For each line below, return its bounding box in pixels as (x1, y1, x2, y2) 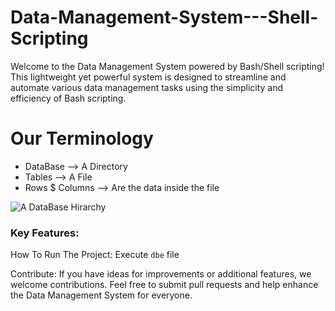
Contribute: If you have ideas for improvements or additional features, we (10, 268, 312, 280)
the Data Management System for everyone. (10, 289, 193, 301)
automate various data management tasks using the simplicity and (10, 81, 284, 93)
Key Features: (10, 226, 80, 240)
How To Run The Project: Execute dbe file (10, 249, 180, 261)
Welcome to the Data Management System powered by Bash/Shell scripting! (10, 60, 325, 72)
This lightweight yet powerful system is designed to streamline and (10, 71, 287, 83)
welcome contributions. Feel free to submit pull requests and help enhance (10, 279, 319, 291)
